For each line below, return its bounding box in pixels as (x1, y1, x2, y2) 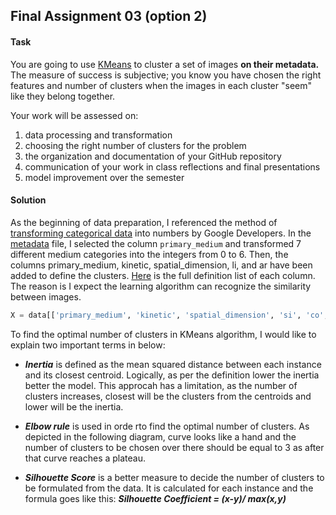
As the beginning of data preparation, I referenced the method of (10, 216, 278, 228)
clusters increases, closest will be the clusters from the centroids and (24, 390, 312, 402)
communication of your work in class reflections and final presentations (24, 160, 321, 173)
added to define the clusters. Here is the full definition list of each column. (10, 269, 316, 281)
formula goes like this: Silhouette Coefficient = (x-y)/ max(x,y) (24, 492, 287, 504)
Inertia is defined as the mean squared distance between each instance (24, 358, 322, 370)
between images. (10, 290, 82, 303)
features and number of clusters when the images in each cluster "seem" (10, 79, 313, 91)
